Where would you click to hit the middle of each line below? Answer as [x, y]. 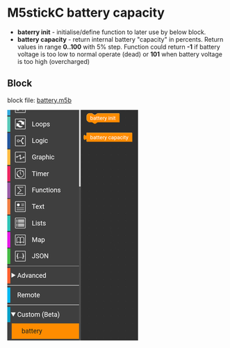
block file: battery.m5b [39, 100]
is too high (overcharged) [54, 61]
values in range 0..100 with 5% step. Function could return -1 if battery [118, 47]
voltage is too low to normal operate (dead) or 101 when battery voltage [120, 54]
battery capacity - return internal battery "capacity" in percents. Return [120, 39]
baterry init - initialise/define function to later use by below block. [112, 32]
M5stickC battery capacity [86, 13]
